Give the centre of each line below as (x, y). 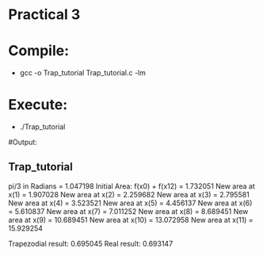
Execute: (38, 105)
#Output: (23, 142)
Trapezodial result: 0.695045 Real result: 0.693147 (91, 243)
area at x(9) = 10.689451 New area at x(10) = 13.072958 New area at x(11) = (131, 220)
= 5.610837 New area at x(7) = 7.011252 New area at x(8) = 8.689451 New (128, 211)
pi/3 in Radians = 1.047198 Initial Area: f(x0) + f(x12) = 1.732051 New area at (132, 186)
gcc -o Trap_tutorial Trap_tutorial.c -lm (83, 73)
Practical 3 (44, 15)
